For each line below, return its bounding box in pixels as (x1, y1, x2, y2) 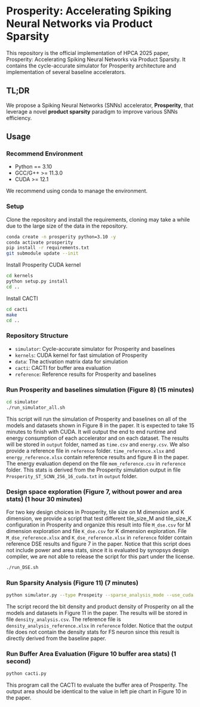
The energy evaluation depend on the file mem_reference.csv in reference (6, 460, 186, 467)
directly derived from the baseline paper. (6, 635, 106, 642)
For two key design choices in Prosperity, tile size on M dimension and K (6, 509, 184, 516)
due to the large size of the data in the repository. (6, 222, 128, 229)
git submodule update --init (6, 250, 79, 256)
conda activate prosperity (6, 239, 73, 246)
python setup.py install (6, 278, 68, 284)
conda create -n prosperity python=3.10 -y (6, 234, 116, 240)
